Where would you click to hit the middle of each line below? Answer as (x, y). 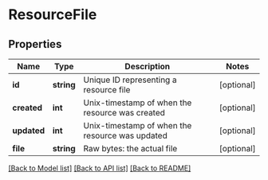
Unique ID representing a (130, 80)
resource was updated (125, 135)
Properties (35, 44)
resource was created (124, 113)
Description (148, 67)
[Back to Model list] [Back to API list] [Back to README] (100, 168)
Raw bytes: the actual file (130, 149)
